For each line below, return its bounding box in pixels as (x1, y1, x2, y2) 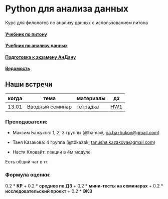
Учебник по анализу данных (5, 43, 68, 49)
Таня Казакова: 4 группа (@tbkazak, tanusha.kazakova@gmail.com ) (12, 139, 156, 145)
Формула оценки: (5, 171, 51, 178)
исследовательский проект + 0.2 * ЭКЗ (5, 188, 92, 194)
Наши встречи (5, 80, 53, 88)
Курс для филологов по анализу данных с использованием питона (5, 20, 148, 26)
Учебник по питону (5, 31, 48, 37)
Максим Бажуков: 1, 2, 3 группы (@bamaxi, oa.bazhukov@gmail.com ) (12, 130, 159, 136)
